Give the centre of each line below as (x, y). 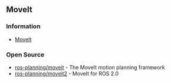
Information (23, 26)
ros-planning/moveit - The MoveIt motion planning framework (90, 67)
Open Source (25, 54)
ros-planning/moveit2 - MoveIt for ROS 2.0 (67, 74)
